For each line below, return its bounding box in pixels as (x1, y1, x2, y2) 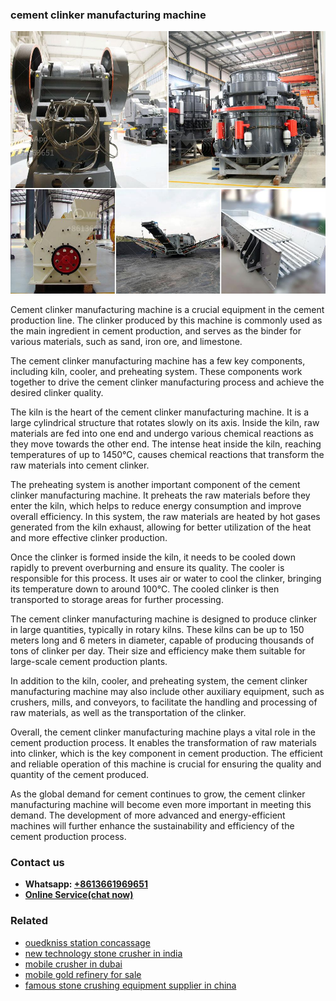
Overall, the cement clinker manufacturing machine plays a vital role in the (10, 726, 316, 738)
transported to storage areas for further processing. (10, 593, 224, 605)
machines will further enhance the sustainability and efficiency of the (10, 819, 295, 832)
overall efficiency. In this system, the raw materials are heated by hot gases (10, 510, 321, 522)
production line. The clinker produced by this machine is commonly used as (10, 314, 323, 326)
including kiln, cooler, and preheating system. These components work (10, 365, 303, 377)
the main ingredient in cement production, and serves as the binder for (10, 324, 302, 337)
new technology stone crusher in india (24, 947, 183, 959)
